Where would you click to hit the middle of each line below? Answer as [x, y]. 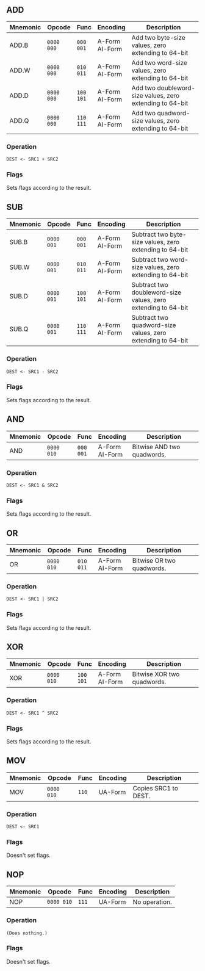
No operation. [152, 902]
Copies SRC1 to [155, 788]
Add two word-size [159, 62]
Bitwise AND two [156, 447]
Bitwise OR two [154, 561]
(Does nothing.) [27, 933]
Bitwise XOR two [156, 674]
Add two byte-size [159, 37]
